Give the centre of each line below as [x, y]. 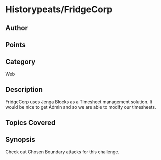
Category [20, 62]
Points [16, 44]
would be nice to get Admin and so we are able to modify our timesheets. [81, 107]
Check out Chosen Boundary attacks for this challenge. [62, 152]
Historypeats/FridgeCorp [59, 9]
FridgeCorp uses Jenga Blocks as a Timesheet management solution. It [79, 102]
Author [16, 28]
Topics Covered [30, 123]
